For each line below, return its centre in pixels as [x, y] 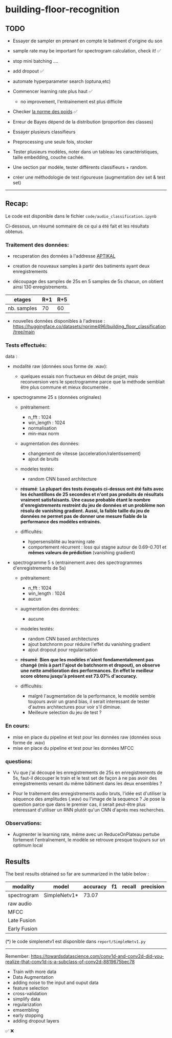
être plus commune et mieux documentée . [66, 388]
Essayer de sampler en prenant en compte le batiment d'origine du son [88, 41]
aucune [36, 619]
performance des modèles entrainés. [61, 522]
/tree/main [24, 332]
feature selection [30, 988]
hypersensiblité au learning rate [61, 542]
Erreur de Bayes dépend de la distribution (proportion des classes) [83, 122]
